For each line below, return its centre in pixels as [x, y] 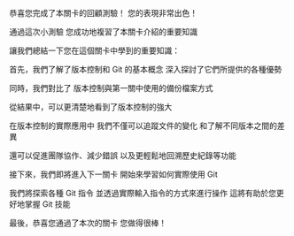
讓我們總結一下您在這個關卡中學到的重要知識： [94, 50]
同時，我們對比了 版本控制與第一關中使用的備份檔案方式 [111, 88]
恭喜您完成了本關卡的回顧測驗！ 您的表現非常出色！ [103, 13]
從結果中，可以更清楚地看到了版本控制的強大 [91, 107]
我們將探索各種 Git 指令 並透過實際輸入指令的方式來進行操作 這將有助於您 [143, 193]
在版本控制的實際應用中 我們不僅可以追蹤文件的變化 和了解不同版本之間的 [143, 126]
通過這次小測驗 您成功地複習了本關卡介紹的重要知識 [103, 32]
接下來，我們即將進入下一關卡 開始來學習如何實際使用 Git [114, 174]
